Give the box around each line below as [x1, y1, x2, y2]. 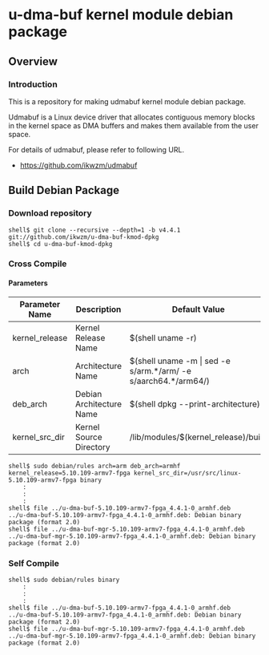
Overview [8, 55, 58, 68]
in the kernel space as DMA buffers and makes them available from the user [8, 120, 259, 130]
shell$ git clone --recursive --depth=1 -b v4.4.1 [8, 226, 181, 234]
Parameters [8, 278, 48, 288]
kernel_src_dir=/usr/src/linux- [133, 469, 242, 477]
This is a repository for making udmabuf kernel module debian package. [8, 96, 247, 106]
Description [75, 303, 122, 314]
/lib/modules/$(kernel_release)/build [129, 431, 267, 443]
